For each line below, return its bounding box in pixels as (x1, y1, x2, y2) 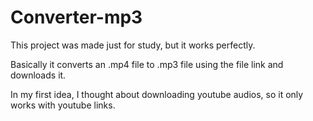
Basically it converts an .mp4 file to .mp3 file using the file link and (10, 58, 284, 70)
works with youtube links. (10, 99, 116, 111)
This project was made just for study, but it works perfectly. (10, 39, 256, 51)
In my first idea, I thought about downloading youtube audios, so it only (10, 88, 304, 100)
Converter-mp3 (10, 6, 143, 29)
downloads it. (10, 69, 67, 81)
